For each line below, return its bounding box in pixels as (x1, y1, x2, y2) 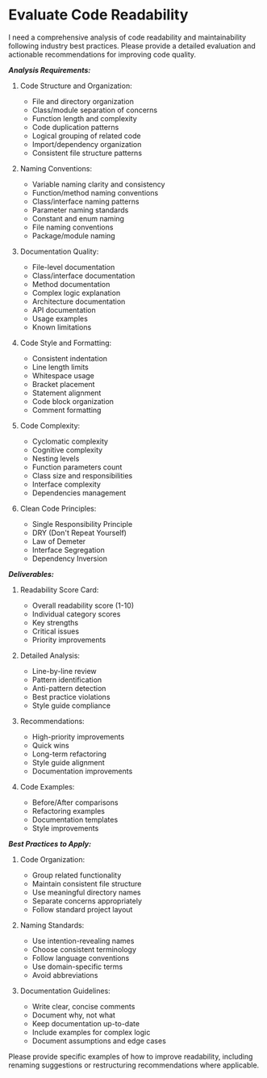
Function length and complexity (31, 113, 137, 123)
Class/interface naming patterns (31, 196, 140, 206)
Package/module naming (31, 230, 115, 240)
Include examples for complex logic (31, 1027, 151, 1037)
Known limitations (31, 322, 92, 332)
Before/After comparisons (31, 798, 119, 807)
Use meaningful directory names (31, 887, 141, 897)
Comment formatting (31, 405, 102, 415)
